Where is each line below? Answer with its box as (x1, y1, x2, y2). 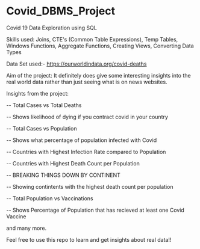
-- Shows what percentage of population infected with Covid (6, 137, 157, 144)
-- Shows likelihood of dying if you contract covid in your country (6, 113, 169, 120)
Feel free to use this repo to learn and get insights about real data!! (6, 236, 172, 243)
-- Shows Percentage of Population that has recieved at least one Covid (6, 206, 185, 214)
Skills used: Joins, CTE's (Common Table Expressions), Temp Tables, (6, 35, 178, 43)
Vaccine (6, 212, 27, 220)
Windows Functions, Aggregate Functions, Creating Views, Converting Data (6, 42, 194, 49)
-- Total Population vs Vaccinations (6, 194, 93, 202)
